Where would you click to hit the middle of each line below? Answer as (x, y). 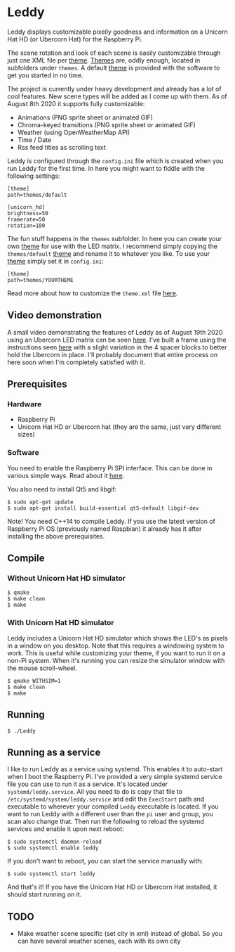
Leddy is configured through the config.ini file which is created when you (115, 161)
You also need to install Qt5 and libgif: (62, 489)
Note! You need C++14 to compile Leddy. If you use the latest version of (112, 521)
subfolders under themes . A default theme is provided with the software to (114, 67)
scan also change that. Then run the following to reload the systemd (106, 822)
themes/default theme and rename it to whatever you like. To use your (109, 253)
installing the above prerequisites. (56, 536)
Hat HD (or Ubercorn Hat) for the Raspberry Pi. (75, 39)
